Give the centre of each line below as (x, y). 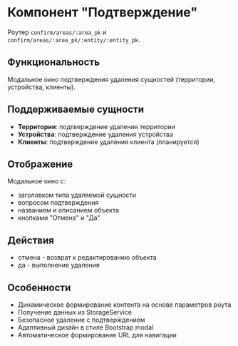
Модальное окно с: (37, 181)
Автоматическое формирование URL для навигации (97, 335)
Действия (31, 240)
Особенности (39, 287)
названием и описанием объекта (68, 210)
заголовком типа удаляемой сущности (77, 195)
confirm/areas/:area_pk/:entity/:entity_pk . (74, 39)
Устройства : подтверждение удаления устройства (95, 134)
